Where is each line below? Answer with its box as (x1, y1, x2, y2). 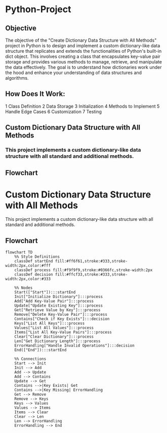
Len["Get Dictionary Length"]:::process (14, 339, 101, 344)
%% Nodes (14, 285, 33, 290)
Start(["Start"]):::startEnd (14, 290, 76, 295)
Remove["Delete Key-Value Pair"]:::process (14, 312, 108, 317)
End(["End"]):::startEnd (14, 348, 67, 353)
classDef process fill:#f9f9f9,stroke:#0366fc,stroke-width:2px (14, 268, 153, 273)
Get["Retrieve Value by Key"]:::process (14, 308, 101, 313)
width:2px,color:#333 (5, 277, 51, 282)
